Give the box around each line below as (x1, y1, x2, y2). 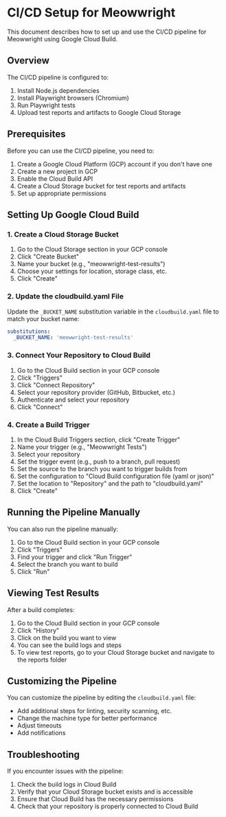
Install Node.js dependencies (16, 86, 100, 94)
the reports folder (16, 655, 67, 664)
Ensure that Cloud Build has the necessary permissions (16, 795, 174, 803)
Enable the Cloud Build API (16, 174, 93, 183)
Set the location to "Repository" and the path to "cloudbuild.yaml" (16, 479, 204, 488)
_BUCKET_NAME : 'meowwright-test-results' (13, 334, 134, 341)
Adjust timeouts (16, 721, 62, 730)
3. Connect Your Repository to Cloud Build (7, 351, 151, 360)
